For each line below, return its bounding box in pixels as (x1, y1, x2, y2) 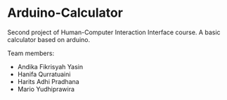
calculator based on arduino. (7, 35, 91, 43)
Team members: (7, 49, 55, 57)
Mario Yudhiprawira (17, 85, 75, 93)
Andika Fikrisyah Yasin (17, 62, 83, 71)
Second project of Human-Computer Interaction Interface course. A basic (7, 28, 221, 36)
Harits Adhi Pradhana (17, 77, 79, 85)
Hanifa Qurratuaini (17, 70, 71, 78)
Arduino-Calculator (7, 5, 123, 21)
